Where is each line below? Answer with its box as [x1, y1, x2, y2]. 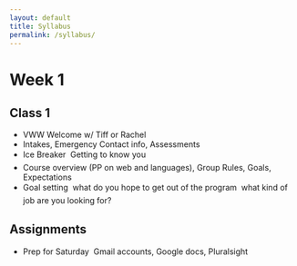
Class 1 [9, 105, 50, 121]
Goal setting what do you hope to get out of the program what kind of [22, 182, 289, 193]
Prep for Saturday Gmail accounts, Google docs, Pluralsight [22, 246, 249, 257]
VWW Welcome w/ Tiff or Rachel [22, 129, 147, 141]
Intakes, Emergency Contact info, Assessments [22, 139, 200, 150]
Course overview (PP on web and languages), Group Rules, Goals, [22, 163, 271, 173]
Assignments [9, 222, 87, 237]
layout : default [9, 13, 71, 23]
